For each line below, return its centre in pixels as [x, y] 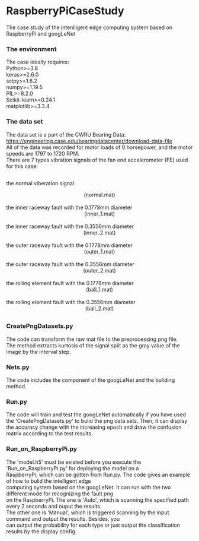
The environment [31, 49]
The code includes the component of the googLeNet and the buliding [91, 380]
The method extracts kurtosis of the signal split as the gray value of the [93, 345]
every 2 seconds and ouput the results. [54, 506]
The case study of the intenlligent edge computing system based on [89, 27]
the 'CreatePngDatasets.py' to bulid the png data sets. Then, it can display [97, 421]
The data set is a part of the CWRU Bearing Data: [66, 134]
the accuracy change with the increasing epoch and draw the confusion [94, 427]
